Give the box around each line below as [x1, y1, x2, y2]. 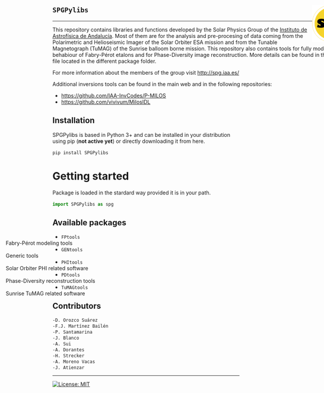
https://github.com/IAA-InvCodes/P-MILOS [61, 92, 166, 99]
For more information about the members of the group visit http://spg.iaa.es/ [52, 69, 240, 76]
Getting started [52, 169, 129, 183]
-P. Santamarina [52, 329, 93, 336]
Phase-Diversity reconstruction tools [5, 277, 96, 285]
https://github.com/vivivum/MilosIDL [61, 98, 151, 106]
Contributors [52, 301, 101, 311]
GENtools [61, 247, 83, 253]
